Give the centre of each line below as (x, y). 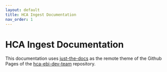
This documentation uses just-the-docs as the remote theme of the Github (83, 58)
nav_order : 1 (19, 19)
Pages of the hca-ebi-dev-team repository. (51, 64)
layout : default (22, 10)
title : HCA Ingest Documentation (41, 15)
